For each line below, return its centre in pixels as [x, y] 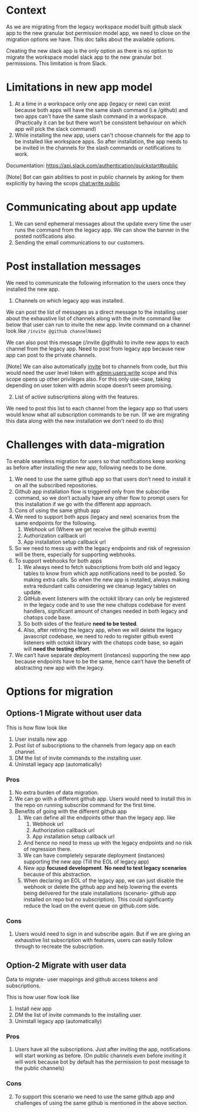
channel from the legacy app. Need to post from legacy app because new [95, 348]
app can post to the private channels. [51, 355]
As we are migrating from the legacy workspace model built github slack [94, 27]
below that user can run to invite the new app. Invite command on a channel [98, 324]
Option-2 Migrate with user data [66, 965]
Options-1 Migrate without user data [74, 713]
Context [26, 10]
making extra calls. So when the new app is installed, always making [106, 579]
